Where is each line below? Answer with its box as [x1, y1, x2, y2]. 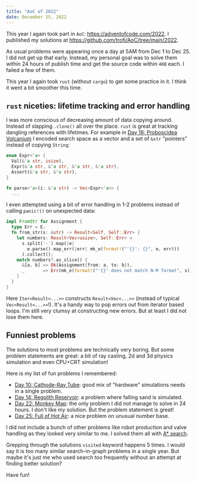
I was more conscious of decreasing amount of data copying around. [6, 117, 173, 124]
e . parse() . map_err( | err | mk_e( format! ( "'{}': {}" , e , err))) [27, 246, 180, 252]
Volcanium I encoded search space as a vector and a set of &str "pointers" [6, 135, 188, 142]
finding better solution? [6, 460, 62, 467]
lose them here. [6, 313, 44, 320]
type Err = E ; [11, 224, 46, 230]
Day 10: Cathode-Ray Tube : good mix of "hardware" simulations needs [14, 381, 186, 388]
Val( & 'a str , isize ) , [11, 158, 64, 164]
